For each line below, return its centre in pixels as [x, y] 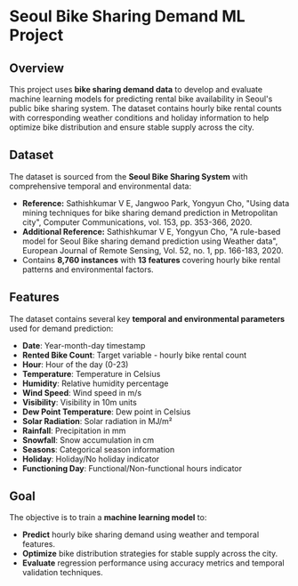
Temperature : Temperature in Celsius [91, 373]
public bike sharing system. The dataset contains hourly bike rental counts [145, 108]
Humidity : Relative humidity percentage [95, 383]
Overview [37, 68]
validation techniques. [63, 573]
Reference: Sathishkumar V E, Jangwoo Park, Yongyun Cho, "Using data [156, 203]
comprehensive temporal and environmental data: [101, 186]
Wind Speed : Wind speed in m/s [82, 392]
